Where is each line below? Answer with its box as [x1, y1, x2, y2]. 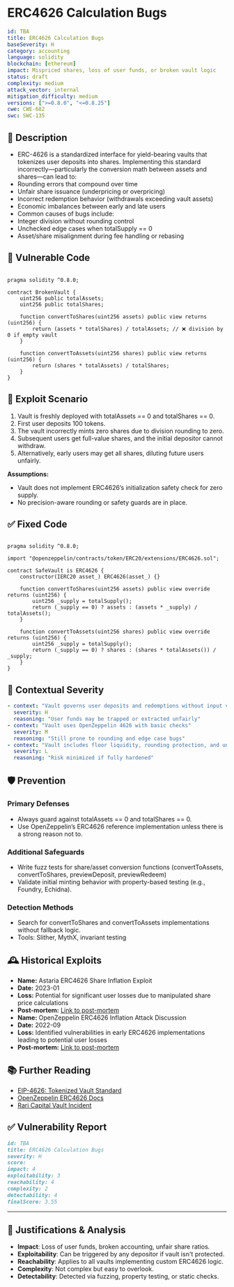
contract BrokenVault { [7, 288, 77, 296]
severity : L [13, 748, 49, 755]
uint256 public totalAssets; [19, 295, 104, 302]
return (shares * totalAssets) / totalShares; [32, 362, 170, 369]
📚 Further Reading [7, 1064, 91, 1076]
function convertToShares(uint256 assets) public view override [19, 586, 210, 593]
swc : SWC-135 [7, 112, 45, 119]
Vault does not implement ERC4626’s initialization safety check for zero [17, 483, 223, 491]
